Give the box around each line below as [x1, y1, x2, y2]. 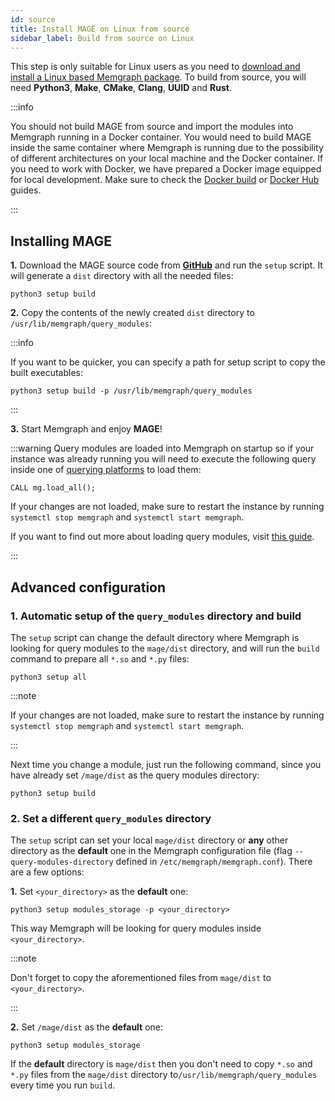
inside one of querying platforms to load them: [10, 464, 202, 476]
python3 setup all [10, 672, 87, 682]
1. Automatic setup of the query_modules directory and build [10, 609, 302, 623]
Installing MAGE [10, 232, 112, 250]
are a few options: [10, 866, 85, 878]
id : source [10, 14, 56, 25]
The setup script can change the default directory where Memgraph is [10, 631, 300, 643]
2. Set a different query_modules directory [10, 811, 212, 825]
